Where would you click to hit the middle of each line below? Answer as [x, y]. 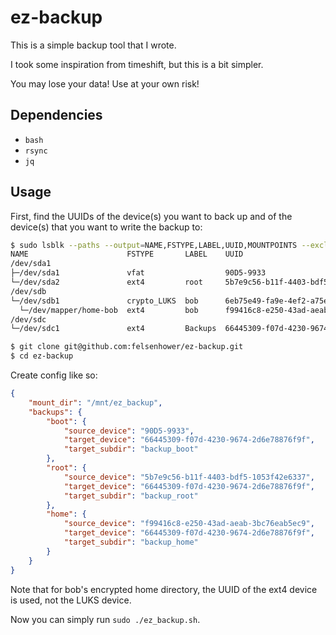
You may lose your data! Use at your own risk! [105, 83]
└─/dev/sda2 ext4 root [106, 282]
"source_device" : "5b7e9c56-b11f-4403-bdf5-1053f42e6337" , [189, 477]
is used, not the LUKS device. [71, 600]
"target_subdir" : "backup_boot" [131, 449]
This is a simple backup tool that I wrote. [93, 45]
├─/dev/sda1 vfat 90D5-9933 [138, 273]
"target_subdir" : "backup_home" [131, 542]
